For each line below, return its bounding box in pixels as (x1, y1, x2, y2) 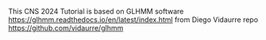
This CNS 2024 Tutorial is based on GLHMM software (8, 7, 184, 16)
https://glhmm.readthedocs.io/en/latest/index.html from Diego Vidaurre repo (8, 15, 259, 24)
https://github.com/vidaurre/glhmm (8, 24, 124, 32)
